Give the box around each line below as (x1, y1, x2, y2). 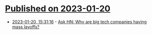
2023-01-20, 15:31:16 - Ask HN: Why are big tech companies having (12, 19, 147, 25)
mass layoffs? (12, 24, 40, 29)
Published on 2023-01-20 (5, 3, 111, 14)
